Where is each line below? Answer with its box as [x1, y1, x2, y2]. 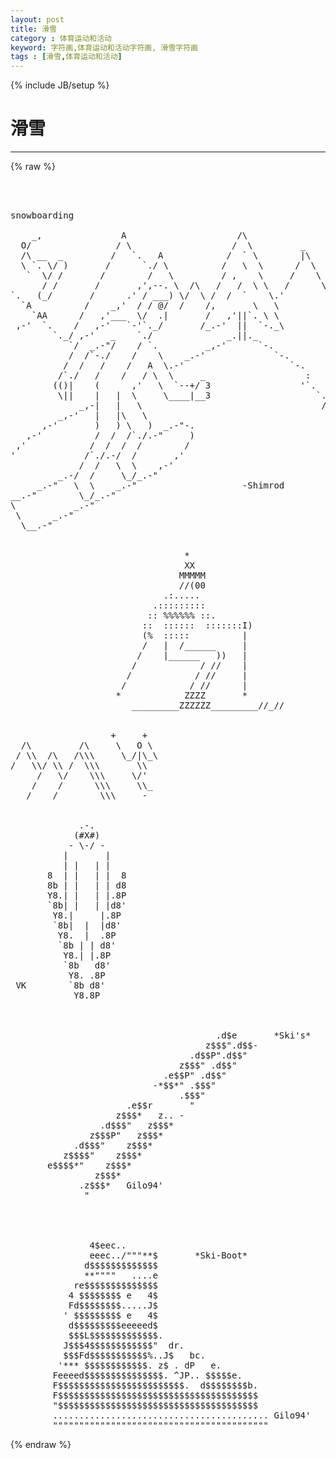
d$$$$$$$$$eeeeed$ [68, 1320, 159, 1331]
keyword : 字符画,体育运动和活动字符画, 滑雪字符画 [10, 42, 198, 53]
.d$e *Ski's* [215, 1030, 312, 1041]
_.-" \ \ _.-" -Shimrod [36, 480, 285, 491]
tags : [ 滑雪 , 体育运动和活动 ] [10, 52, 123, 62]
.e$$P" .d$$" [163, 1070, 227, 1081]
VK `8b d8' [15, 980, 106, 991]
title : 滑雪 [10, 24, 57, 34]
